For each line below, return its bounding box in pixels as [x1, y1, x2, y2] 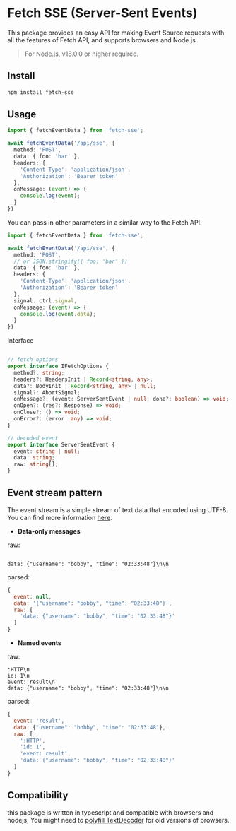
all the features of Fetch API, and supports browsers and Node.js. [7, 35, 198, 44]
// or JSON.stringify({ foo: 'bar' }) [13, 258, 129, 265]
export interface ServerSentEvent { [7, 441, 115, 448]
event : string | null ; [13, 447, 81, 455]
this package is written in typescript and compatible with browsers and [7, 808, 214, 817]
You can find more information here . [7, 513, 113, 521]
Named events [17, 639, 62, 647]
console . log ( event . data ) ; [20, 310, 97, 317]
